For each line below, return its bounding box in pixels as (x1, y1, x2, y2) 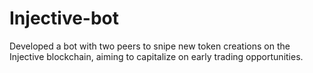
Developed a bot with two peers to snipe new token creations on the (9, 40, 291, 52)
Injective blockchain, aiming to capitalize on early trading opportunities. (9, 50, 304, 62)
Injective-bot (9, 7, 120, 30)
